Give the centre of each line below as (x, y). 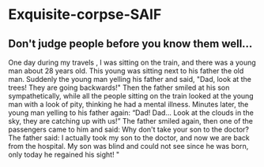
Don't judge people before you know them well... (130, 44)
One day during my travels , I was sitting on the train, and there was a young (132, 62)
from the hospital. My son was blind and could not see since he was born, (128, 146)
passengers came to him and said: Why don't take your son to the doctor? (128, 129)
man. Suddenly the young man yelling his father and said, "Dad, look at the (130, 79)
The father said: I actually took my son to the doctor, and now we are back (129, 138)
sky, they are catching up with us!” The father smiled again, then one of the (131, 121)
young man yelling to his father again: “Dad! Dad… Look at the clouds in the (131, 113)
